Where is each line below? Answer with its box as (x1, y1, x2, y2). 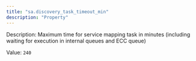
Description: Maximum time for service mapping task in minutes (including (6, 30, 191, 38)
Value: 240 (6, 48, 32, 56)
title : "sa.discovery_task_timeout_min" (6, 8, 109, 15)
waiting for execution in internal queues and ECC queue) (6, 37, 146, 44)
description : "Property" (6, 14, 69, 20)
